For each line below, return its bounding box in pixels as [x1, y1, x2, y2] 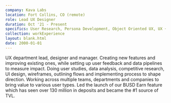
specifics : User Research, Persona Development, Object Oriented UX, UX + [5, 27, 167, 32]
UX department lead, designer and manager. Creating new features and [5, 55, 156, 61]
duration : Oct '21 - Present [5, 21, 67, 27]
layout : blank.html [5, 36, 47, 41]
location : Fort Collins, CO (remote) [5, 12, 85, 17]
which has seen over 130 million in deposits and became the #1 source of [5, 87, 159, 93]
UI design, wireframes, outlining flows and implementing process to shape [5, 71, 161, 77]
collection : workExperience [5, 31, 65, 36]
